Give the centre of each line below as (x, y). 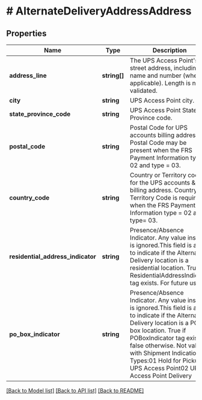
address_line (28, 75)
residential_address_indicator (53, 256)
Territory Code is (154, 198)
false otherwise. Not (158, 345)
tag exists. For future (159, 283)
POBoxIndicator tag (158, 338)
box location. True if (158, 330)
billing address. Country (164, 190)
